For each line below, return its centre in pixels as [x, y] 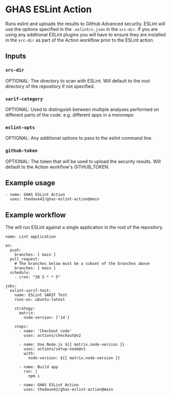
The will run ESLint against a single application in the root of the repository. [84, 228]
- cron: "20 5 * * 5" [37, 277]
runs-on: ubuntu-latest [40, 300]
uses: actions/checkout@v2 [52, 336]
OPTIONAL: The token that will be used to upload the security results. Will [83, 161]
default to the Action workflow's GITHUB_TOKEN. [57, 167]
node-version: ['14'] [47, 318]
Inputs [16, 56]
